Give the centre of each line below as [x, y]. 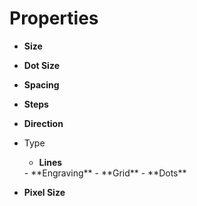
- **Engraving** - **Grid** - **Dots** [105, 173]
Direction [43, 123]
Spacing [41, 84]
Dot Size [41, 65]
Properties [54, 18]
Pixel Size [44, 192]
